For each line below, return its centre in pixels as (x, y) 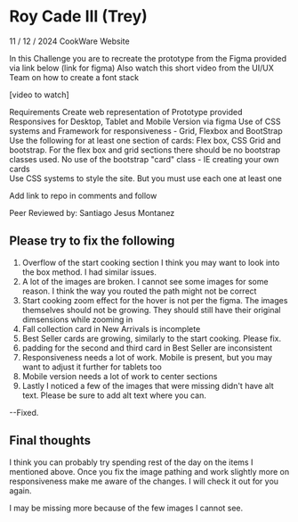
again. (21, 490)
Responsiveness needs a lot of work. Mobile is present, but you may (147, 357)
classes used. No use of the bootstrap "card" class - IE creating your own (144, 159)
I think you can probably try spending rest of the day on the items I (131, 462)
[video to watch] (39, 95)
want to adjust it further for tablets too (92, 367)
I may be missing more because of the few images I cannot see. (126, 508)
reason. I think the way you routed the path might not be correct (139, 291)
